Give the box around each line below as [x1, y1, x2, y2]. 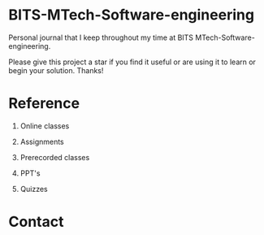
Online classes [19, 120, 70, 131]
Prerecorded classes [19, 152, 90, 162]
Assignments [19, 137, 65, 146]
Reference [8, 94, 80, 113]
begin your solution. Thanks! [8, 65, 104, 75]
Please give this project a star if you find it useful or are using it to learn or [8, 57, 256, 67]
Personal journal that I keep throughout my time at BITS [8, 33, 193, 42]
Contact [8, 213, 64, 231]
